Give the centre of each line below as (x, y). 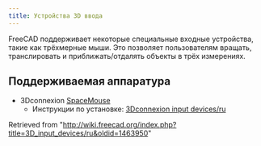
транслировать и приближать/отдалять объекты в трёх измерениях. (127, 56)
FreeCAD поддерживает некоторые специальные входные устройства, (131, 39)
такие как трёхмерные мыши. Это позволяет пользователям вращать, (130, 47)
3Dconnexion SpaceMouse (65, 101)
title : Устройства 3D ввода (56, 16)
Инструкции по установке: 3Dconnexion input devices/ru (129, 109)
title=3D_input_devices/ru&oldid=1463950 (78, 133)
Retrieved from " (36, 125)
